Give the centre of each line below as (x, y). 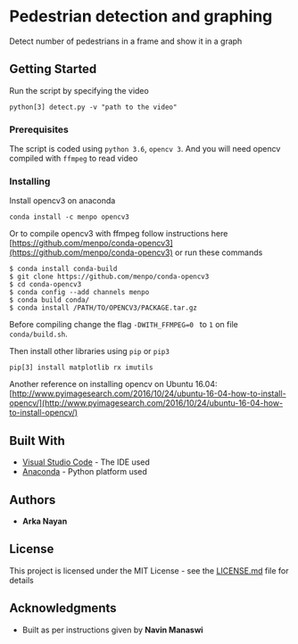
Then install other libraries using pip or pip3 (89, 351)
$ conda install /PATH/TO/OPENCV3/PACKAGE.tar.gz (103, 308)
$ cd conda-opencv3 (46, 285)
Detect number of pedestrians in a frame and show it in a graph (126, 41)
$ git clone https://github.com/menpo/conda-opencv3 (109, 277)
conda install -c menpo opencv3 (69, 217)
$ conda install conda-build (63, 269)
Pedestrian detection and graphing (141, 17)
